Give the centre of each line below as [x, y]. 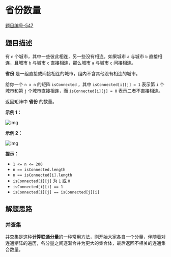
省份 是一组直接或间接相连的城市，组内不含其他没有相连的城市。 [73, 73]
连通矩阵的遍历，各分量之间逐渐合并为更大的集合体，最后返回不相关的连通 [83, 243]
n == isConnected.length [39, 169]
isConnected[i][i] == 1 [38, 187]
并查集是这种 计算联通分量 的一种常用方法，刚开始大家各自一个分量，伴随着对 [85, 237]
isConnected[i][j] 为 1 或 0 [41, 181]
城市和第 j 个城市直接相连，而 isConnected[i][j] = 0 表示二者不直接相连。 [84, 91]
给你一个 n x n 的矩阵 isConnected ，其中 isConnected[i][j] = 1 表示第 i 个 [85, 84]
